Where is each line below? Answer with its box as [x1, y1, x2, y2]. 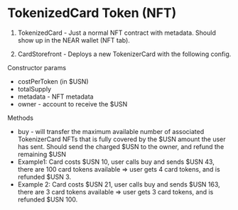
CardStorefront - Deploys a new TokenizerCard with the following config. [17, 50, 232, 58]
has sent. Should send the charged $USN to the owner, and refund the [17, 142, 225, 150]
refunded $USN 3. [17, 172, 72, 181]
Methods [7, 114, 34, 122]
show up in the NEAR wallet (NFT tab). [17, 35, 130, 44]
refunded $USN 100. [17, 195, 78, 204]
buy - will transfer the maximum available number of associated [17, 127, 205, 136]
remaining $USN [17, 150, 66, 158]
